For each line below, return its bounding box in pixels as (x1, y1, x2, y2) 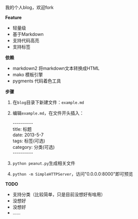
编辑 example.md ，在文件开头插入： (12, 110, 84, 116)
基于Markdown (12, 31, 44, 37)
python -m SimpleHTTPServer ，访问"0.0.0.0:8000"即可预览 (12, 171, 133, 177)
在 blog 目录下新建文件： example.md (12, 99, 85, 105)
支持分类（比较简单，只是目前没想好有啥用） (12, 191, 106, 197)
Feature (5, 15, 22, 20)
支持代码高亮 (12, 37, 39, 43)
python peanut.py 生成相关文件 (12, 160, 76, 166)
